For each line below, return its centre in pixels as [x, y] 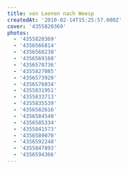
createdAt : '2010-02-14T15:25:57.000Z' [65, 20]
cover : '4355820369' [37, 26]
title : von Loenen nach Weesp [51, 13]
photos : [18, 33]
